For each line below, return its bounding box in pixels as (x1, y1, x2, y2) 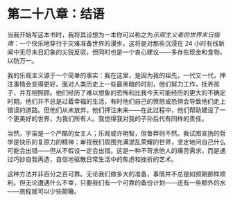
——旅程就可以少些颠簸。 (7, 187, 80, 195)
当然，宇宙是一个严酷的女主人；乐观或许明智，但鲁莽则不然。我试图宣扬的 (7, 129, 220, 137)
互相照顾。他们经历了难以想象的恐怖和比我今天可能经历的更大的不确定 (25, 88, 226, 97)
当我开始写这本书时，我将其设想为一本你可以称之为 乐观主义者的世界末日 (7, 30, 214, 39)
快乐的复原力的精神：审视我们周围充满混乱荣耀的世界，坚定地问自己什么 (19, 138, 226, 146)
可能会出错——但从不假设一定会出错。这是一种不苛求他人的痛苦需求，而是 (7, 146, 220, 154)
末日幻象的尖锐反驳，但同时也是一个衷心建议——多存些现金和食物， (31, 48, 226, 56)
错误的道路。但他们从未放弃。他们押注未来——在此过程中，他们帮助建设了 (7, 105, 220, 114)
